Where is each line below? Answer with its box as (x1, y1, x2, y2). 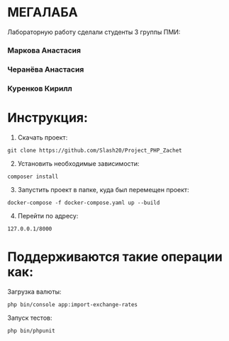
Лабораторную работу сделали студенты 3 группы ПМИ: (7, 28, 181, 36)
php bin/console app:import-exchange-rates (7, 301, 138, 308)
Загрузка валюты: (7, 287, 62, 296)
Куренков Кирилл (7, 83, 72, 93)
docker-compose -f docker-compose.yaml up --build (7, 199, 160, 206)
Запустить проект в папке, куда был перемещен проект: (17, 185, 189, 194)
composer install (7, 173, 59, 180)
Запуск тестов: (7, 313, 52, 322)
